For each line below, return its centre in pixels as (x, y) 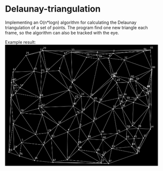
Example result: (21, 42)
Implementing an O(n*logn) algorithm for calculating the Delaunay (71, 22)
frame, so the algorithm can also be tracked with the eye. (62, 33)
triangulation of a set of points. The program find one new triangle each (76, 27)
